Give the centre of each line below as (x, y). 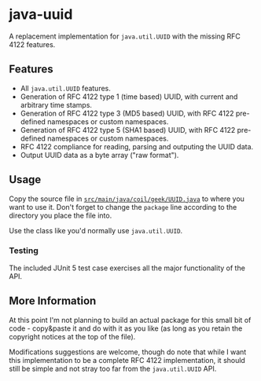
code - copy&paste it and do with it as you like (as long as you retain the (126, 328)
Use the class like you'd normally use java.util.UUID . (96, 230)
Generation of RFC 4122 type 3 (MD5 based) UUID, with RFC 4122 (127, 113)
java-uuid (41, 15)
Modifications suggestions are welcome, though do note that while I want (128, 352)
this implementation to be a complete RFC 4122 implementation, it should (127, 360)
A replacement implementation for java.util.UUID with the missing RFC (125, 36)
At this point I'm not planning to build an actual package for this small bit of (130, 320)
